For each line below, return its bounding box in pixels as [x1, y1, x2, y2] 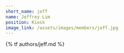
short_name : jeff [5, 8, 48, 15]
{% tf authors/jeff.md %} [5, 41, 65, 48]
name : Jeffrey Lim [5, 14, 50, 20]
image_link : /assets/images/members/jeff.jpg [5, 24, 118, 31]
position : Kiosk [5, 19, 45, 25]
